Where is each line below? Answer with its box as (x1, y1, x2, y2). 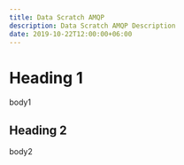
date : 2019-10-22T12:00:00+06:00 (9, 29, 133, 38)
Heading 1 (9, 67, 84, 88)
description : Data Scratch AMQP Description (9, 21, 176, 30)
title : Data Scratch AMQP (9, 12, 104, 22)
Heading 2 (9, 122, 68, 137)
